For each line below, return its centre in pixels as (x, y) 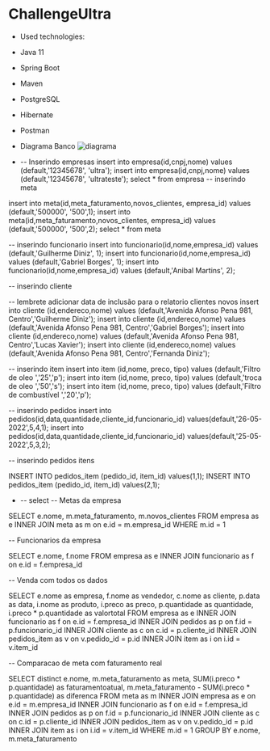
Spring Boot (40, 68)
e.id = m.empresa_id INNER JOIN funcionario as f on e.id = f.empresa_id (128, 704)
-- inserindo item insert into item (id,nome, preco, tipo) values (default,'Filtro (135, 369)
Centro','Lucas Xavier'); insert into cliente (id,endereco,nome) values (122, 344)
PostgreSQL (40, 99)
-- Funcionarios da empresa (55, 540)
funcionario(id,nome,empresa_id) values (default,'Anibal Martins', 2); (122, 270)
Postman (35, 130)
